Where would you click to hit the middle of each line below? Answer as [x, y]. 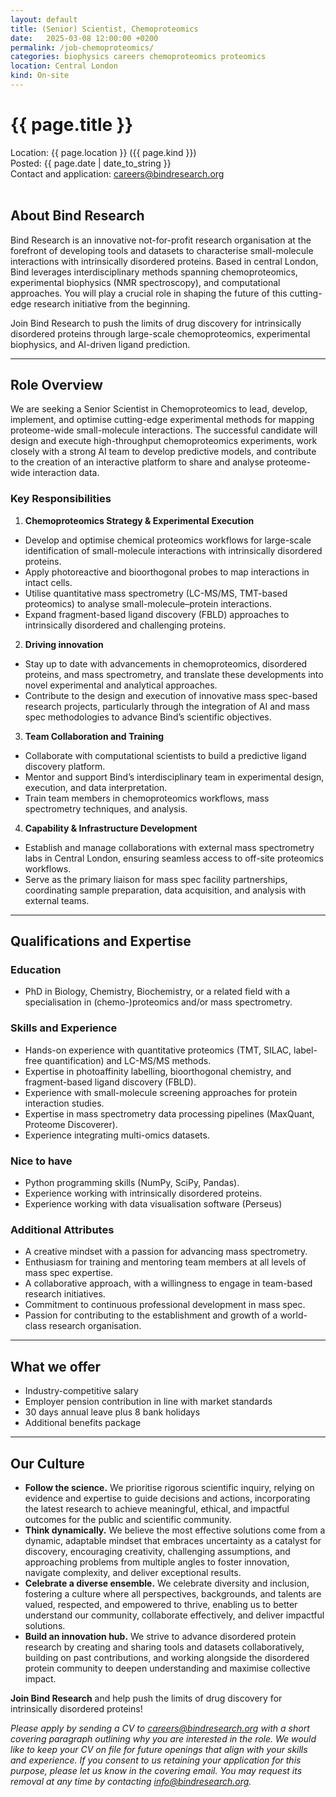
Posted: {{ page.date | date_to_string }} [91, 163]
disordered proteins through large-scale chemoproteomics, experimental [160, 333]
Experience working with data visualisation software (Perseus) [153, 1204]
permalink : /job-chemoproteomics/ [82, 47]
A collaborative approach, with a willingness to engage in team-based [168, 1283]
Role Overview [56, 385]
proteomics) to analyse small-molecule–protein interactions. [148, 603]
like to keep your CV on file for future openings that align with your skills [159, 1749]
